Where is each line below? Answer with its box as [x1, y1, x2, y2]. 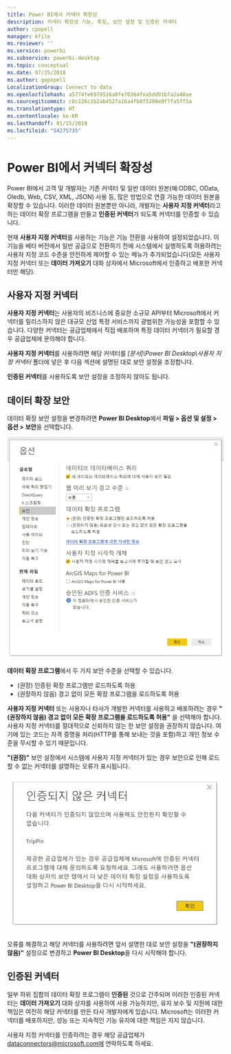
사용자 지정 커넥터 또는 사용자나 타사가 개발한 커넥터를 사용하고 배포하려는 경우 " [7, 704, 223, 712]
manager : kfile [7, 33, 51, 40]
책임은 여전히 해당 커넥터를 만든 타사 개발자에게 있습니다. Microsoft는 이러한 [7, 1007, 212, 1015]
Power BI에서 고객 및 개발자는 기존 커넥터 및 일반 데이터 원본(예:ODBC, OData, [7, 184, 219, 192]
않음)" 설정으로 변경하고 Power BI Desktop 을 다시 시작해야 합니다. [7, 949, 188, 957]
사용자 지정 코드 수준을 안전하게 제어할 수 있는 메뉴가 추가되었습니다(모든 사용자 [7, 250, 221, 258]
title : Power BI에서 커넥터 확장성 [7, 11, 98, 18]
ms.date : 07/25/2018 [7, 69, 67, 76]
